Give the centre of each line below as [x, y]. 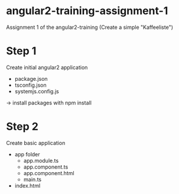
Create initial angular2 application [47, 67]
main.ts [32, 179]
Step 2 [22, 126]
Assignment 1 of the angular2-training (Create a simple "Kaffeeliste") [89, 27]
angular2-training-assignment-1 [87, 11]
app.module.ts [41, 160]
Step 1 [21, 51]
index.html [27, 185]
